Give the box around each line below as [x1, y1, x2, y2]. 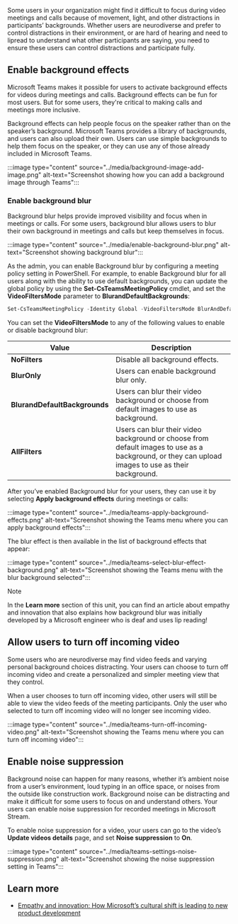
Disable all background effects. [115, 354, 219, 364]
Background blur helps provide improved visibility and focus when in [7, 212, 208, 220]
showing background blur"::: [59, 248, 144, 257]
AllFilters [11, 446, 42, 456]
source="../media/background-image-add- [79, 163, 204, 171]
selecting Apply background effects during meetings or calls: [7, 494, 189, 503]
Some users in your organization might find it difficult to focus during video [7, 6, 227, 14]
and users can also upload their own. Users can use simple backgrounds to [7, 134, 227, 142]
